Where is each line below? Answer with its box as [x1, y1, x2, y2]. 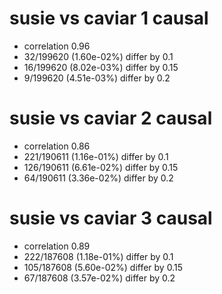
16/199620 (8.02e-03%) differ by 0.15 [23, 61, 179, 73]
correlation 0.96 [23, 40, 91, 52]
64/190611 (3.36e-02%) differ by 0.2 [23, 172, 174, 184]
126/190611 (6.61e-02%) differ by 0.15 [23, 161, 179, 173]
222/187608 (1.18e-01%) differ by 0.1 [23, 250, 174, 262]
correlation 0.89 [23, 240, 91, 252]
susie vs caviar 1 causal [9, 7, 209, 30]
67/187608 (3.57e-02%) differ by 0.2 [23, 272, 176, 284]
